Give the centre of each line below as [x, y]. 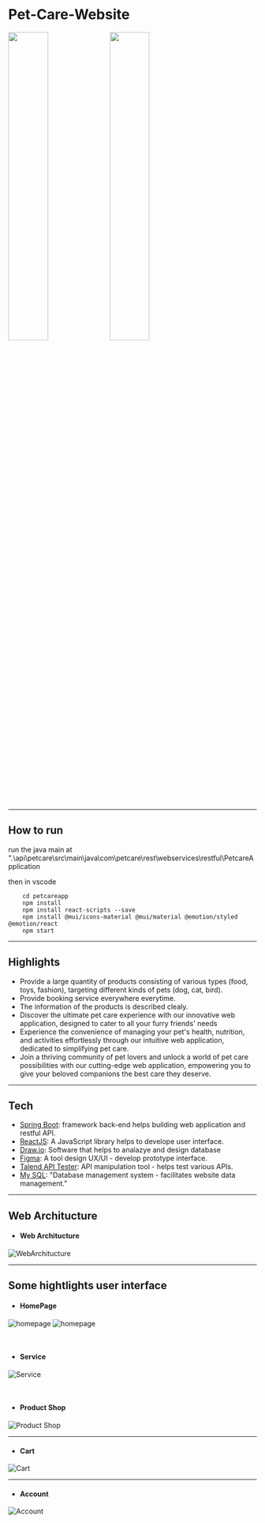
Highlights [34, 963]
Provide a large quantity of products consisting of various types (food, [134, 981]
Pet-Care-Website [69, 15]
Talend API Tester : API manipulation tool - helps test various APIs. [126, 1167]
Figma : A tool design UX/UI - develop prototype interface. [113, 1158]
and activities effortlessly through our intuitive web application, [122, 1040]
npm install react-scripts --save [79, 910]
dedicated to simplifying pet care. [74, 1048]
